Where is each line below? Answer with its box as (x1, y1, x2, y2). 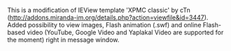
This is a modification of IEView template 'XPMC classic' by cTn (7, 6, 190, 14)
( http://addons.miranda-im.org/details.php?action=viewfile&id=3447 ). (7, 13, 209, 22)
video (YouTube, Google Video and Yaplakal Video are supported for (27, 28, 224, 36)
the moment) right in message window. (7, 36, 120, 44)
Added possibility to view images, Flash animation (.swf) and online (7, 21, 202, 29)
